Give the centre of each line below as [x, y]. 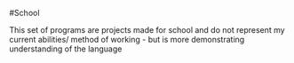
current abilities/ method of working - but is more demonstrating [127, 39]
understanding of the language [66, 49]
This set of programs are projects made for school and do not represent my [147, 30]
